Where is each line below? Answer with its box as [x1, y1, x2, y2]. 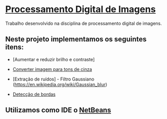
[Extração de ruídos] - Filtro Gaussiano [12, 76, 95, 82]
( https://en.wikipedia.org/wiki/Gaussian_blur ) [12, 81, 107, 87]
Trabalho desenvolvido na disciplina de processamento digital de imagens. [5, 20, 162, 26]
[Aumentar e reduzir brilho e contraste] [12, 56, 95, 62]
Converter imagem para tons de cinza [12, 66, 93, 72]
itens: [5, 43, 24, 52]
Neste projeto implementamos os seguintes [5, 35, 147, 44]
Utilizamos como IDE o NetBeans [5, 106, 111, 114]
